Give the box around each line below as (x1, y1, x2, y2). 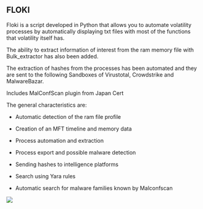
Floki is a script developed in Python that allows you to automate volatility (6, 21, 192, 28)
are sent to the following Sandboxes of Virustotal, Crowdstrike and (6, 70, 174, 78)
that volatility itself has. (6, 34, 65, 42)
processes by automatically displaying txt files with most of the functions (6, 28, 191, 35)
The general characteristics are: (6, 101, 87, 108)
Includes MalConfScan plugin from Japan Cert (6, 89, 124, 97)
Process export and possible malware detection (15, 148, 136, 156)
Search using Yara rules (15, 172, 75, 180)
